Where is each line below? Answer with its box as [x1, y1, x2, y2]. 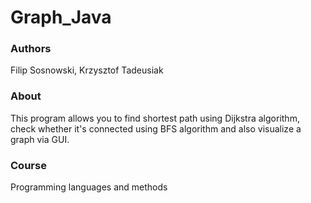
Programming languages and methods [10, 181, 168, 193]
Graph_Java [10, 6, 112, 29]
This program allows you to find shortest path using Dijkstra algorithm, [10, 112, 300, 124]
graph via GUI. [10, 133, 70, 145]
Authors [10, 42, 52, 56]
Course [10, 158, 47, 172]
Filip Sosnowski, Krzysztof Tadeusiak [10, 64, 164, 76]
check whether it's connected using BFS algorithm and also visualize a [10, 122, 302, 135]
